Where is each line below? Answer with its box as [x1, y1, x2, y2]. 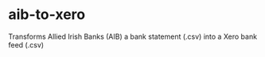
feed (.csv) [8, 40, 45, 49]
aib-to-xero [8, 6, 86, 24]
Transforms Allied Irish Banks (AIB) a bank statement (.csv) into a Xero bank [8, 32, 257, 41]
